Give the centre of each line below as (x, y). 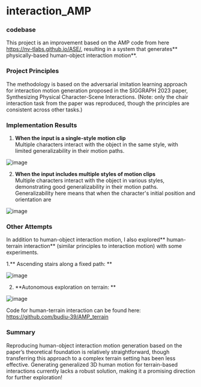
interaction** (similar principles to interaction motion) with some (103, 246)
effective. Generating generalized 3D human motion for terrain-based (92, 364)
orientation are (33, 199)
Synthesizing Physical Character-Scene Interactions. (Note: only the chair (97, 96)
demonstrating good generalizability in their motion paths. (86, 187)
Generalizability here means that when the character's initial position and (105, 193)
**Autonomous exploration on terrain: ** (65, 287)
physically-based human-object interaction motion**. (72, 56)
